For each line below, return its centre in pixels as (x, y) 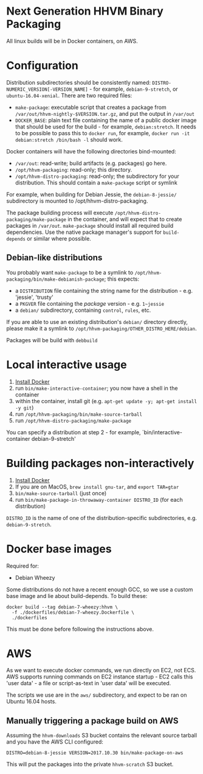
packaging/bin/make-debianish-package (55, 279)
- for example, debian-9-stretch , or (133, 89)
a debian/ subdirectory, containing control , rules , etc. (83, 310)
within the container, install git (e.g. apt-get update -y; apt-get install (106, 401)
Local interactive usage (67, 364)
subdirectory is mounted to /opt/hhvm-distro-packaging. (77, 201)
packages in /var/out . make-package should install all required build (90, 225)
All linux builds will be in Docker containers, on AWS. (72, 41)
